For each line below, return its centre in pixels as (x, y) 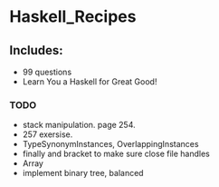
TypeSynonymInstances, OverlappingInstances (110, 144)
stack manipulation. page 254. (79, 125)
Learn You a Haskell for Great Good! (90, 82)
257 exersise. (48, 134)
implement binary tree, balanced (83, 173)
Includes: (36, 50)
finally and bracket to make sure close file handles (116, 154)
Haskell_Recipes (73, 17)
